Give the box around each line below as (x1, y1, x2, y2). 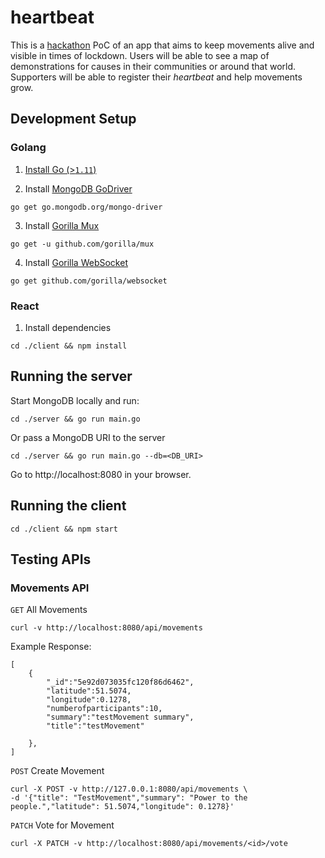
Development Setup (10, 111, 137, 128)
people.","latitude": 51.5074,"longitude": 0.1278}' (10, 802, 235, 812)
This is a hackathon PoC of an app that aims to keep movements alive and (10, 39, 315, 51)
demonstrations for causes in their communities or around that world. (10, 60, 297, 72)
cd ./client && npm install (10, 341, 128, 351)
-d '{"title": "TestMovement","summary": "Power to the (10, 793, 248, 803)
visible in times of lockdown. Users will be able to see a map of (10, 49, 270, 61)
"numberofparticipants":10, (46, 704, 163, 714)
